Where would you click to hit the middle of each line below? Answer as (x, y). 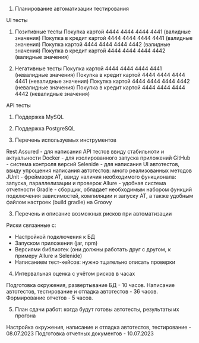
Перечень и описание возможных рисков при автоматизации (93, 213)
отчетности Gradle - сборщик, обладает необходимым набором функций (99, 189)
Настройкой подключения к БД (55, 237)
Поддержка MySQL (39, 117)
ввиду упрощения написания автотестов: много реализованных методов (99, 170)
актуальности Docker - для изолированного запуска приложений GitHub (98, 158)
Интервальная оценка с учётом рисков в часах (75, 274)
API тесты (18, 105)
